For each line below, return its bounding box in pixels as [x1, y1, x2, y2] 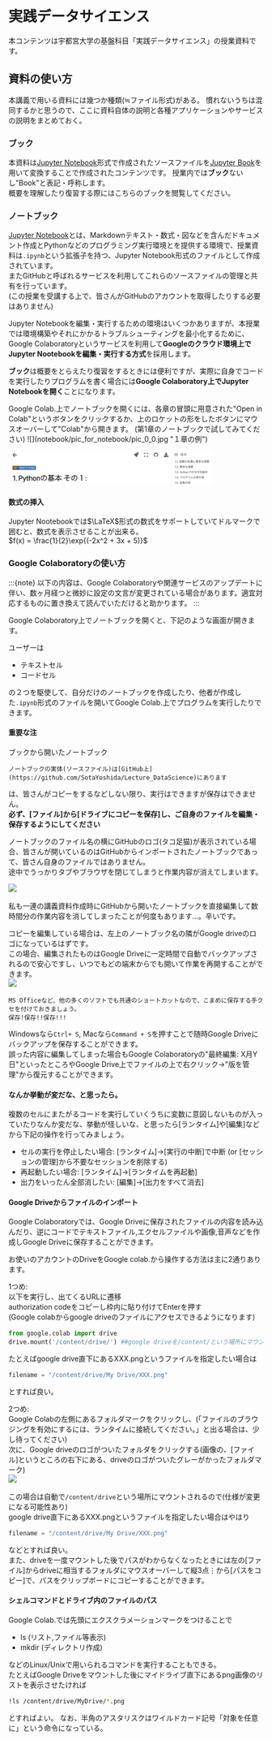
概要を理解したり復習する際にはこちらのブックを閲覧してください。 [8, 188, 236, 198]
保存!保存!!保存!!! [8, 1013, 67, 1021]
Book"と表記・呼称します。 [19, 178, 110, 188]
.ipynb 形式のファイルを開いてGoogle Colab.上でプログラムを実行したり [15, 697, 255, 707]
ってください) [22, 1435, 67, 1444]
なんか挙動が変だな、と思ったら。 [8, 1090, 122, 1099]
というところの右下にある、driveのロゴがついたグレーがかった [18, 1455, 227, 1464]
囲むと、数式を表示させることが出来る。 [8, 527, 143, 537]
